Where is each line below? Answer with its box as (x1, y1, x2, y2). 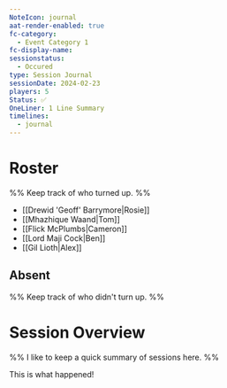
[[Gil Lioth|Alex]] (21, 242, 82, 252)
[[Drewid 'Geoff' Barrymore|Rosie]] (21, 205, 150, 215)
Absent (9, 268, 50, 283)
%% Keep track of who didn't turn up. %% (9, 291, 165, 302)
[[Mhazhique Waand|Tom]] (21, 213, 121, 224)
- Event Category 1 (17, 37, 89, 47)
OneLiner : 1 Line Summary (9, 104, 104, 113)
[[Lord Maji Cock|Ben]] (21, 232, 106, 244)
